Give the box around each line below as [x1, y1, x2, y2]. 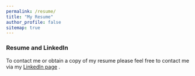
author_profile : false [6, 19, 61, 25]
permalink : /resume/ [6, 8, 57, 15]
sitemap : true [6, 24, 41, 31]
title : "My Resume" [6, 14, 54, 20]
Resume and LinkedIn [6, 44, 68, 52]
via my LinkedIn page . [6, 63, 60, 70]
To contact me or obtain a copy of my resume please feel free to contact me [6, 57, 190, 64]
